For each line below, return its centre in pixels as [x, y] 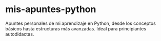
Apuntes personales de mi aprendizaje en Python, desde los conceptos [81, 23]
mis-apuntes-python [51, 9]
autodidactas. [20, 34]
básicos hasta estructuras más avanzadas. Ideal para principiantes [76, 28]
